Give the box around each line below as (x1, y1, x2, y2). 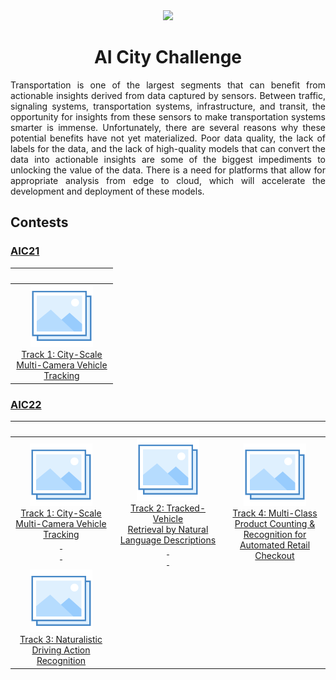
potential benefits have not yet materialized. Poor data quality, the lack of (10, 132, 326, 144)
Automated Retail (239, 539, 311, 551)
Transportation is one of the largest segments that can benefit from (10, 79, 326, 91)
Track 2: (130, 502, 165, 514)
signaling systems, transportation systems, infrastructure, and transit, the (10, 100, 326, 112)
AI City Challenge (93, 46, 243, 69)
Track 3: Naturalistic (19, 634, 103, 646)
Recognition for (243, 529, 307, 541)
